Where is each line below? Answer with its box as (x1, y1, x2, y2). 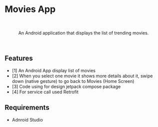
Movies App (4, 4, 56, 15)
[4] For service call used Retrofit (11, 89, 78, 95)
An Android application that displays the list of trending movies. (18, 30, 149, 36)
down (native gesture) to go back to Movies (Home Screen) (11, 78, 134, 84)
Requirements (4, 103, 49, 112)
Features (4, 54, 33, 63)
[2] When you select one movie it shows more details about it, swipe (11, 73, 153, 79)
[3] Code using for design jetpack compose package (11, 83, 121, 89)
